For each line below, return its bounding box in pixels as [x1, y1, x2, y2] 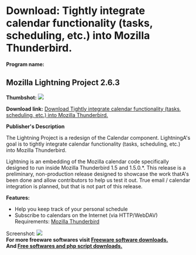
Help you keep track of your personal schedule [14, 205, 128, 212]
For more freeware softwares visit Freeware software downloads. [6, 236, 169, 243]
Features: [6, 194, 30, 201]
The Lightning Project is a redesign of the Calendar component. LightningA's [6, 134, 191, 141]
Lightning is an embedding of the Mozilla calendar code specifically [6, 158, 169, 165]
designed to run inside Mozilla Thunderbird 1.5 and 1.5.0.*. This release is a [6, 164, 186, 171]
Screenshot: [6, 230, 36, 237]
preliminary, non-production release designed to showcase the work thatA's [6, 170, 189, 177]
